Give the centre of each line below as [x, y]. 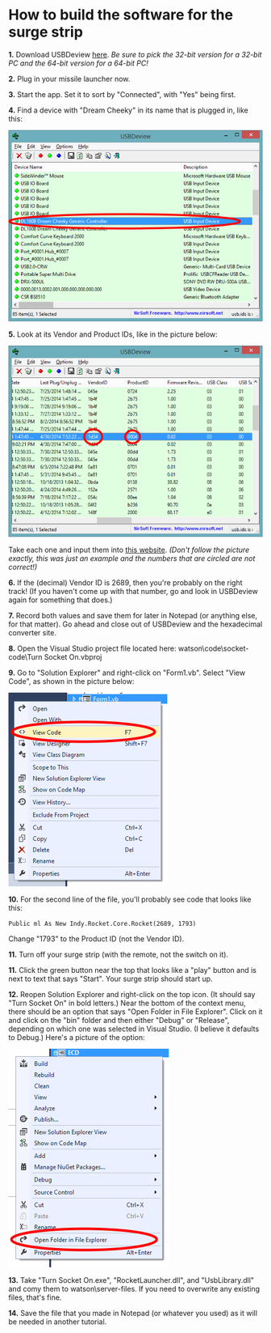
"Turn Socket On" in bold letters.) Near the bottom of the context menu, [127, 1003]
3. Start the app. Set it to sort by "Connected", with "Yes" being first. [122, 94]
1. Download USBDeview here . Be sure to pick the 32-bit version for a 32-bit [135, 54]
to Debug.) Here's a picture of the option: [77, 1037]
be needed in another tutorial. [58, 1322]
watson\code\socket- [213, 648]
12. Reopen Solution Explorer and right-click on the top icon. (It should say [132, 994]
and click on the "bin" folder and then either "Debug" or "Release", [119, 1020]
